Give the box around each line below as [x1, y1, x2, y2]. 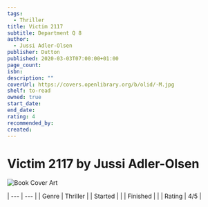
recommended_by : [7, 119, 54, 127]
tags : [7, 10, 23, 17]
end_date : [7, 107, 36, 114]
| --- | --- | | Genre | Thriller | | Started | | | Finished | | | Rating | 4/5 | [7, 192, 202, 201]
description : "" [7, 74, 54, 82]
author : [7, 36, 30, 43]
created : [7, 126, 32, 133]
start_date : [7, 100, 41, 107]
